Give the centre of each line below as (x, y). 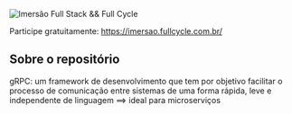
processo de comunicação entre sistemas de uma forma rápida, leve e (141, 91)
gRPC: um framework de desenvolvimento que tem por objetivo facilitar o (146, 81)
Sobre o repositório (65, 60)
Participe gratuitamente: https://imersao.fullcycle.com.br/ (116, 31)
